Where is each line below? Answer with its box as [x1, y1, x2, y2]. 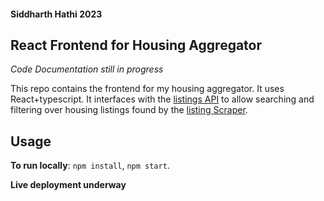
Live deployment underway [10, 179, 127, 191]
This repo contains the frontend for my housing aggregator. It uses [10, 83, 285, 95]
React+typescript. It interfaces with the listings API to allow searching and [10, 93, 315, 105]
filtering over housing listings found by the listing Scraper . [10, 104, 248, 116]
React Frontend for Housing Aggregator [10, 36, 263, 54]
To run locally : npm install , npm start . [10, 160, 170, 172]
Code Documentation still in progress [10, 63, 164, 75]
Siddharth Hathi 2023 [10, 8, 103, 20]
